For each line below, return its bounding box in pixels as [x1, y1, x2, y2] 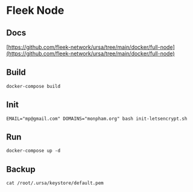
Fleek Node [6, 4, 65, 17]
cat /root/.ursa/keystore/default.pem [6, 180, 104, 187]
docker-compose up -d [6, 148, 61, 154]
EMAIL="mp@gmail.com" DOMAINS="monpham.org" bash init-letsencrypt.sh [6, 116, 188, 122]
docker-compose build [6, 83, 61, 89]
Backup [6, 164, 36, 175]
